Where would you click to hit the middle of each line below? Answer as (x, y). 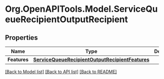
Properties (21, 38)
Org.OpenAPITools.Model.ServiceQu (81, 9)
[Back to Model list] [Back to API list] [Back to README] (61, 72)
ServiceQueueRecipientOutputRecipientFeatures (92, 60)
